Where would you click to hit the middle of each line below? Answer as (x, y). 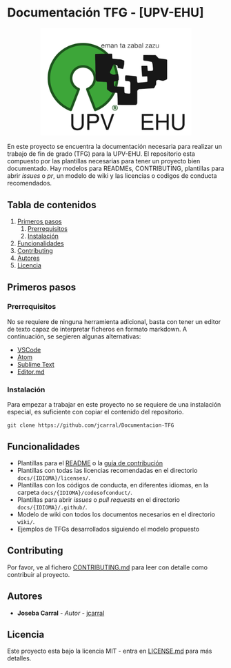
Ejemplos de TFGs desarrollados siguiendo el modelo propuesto (108, 529)
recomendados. (30, 183)
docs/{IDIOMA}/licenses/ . (54, 478)
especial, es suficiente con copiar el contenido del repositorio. (96, 412)
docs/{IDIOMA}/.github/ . (52, 507)
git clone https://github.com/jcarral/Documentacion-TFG (91, 425)
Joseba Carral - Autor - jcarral (61, 613)
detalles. (19, 658)
